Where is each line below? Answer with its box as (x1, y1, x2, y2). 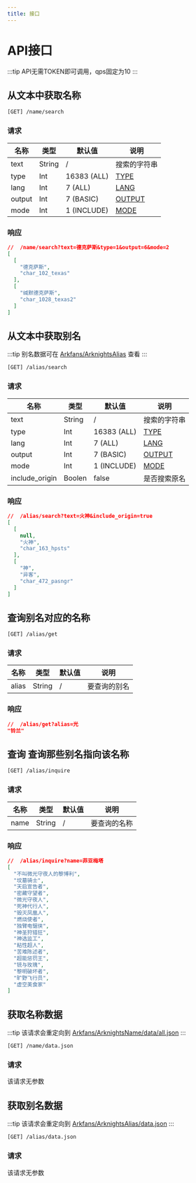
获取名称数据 (7, 1009, 63, 1021)
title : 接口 (7, 10, 40, 17)
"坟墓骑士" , (13, 876, 44, 884)
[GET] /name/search (7, 108, 64, 115)
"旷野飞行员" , (13, 974, 50, 981)
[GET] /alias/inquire (7, 767, 71, 774)
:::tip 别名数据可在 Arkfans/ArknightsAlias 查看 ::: (7, 350, 148, 358)
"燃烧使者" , (13, 916, 44, 923)
